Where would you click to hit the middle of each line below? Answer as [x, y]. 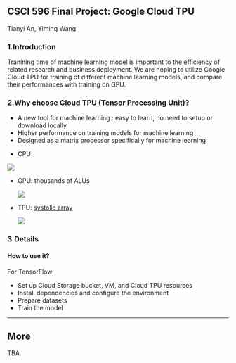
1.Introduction [32, 46]
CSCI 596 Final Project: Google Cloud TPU [101, 12]
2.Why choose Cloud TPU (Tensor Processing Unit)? [98, 103]
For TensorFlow [30, 272]
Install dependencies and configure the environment [93, 293]
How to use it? [28, 255]
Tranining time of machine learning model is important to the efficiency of [113, 62]
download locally [42, 125]
